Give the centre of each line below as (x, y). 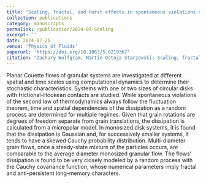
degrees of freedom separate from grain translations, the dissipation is (96, 121)
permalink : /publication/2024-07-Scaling (60, 29)
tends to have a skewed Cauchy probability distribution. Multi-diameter (96, 140)
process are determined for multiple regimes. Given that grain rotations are (101, 114)
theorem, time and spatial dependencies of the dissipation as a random (96, 107)
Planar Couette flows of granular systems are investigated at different (94, 75)
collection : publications (39, 18)
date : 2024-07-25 (29, 41)
